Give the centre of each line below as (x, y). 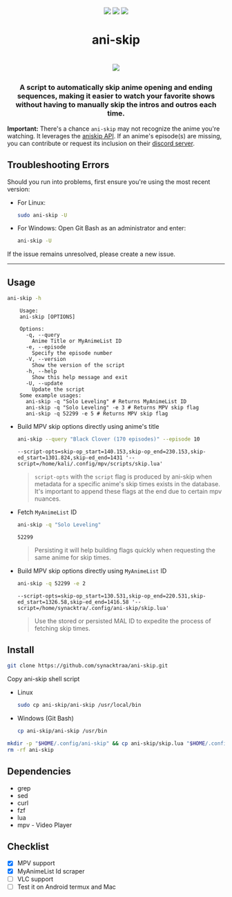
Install (21, 650)
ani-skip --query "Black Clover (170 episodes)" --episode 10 (108, 439)
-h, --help (41, 371)
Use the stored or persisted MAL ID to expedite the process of (123, 621)
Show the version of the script (79, 365)
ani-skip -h (24, 298)
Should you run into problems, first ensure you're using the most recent (109, 182)
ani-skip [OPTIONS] (48, 317)
